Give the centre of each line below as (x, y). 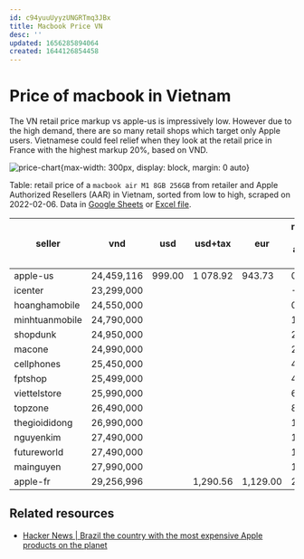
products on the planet (65, 545)
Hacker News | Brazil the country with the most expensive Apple (142, 535)
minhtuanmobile (48, 320)
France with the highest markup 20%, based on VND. (109, 150)
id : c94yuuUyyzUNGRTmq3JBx (60, 18)
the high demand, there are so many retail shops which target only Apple (145, 131)
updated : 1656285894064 (54, 43)
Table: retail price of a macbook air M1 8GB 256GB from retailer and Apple (144, 185)
